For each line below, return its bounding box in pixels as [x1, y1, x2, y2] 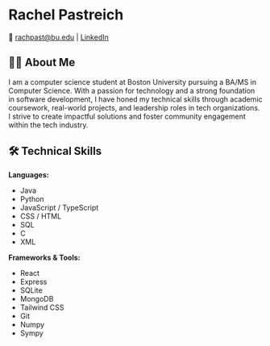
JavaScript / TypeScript [19, 202, 99, 212]
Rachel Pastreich [8, 6, 124, 24]
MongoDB [19, 294, 54, 303]
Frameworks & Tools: [8, 252, 81, 262]
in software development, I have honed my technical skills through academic [8, 94, 264, 104]
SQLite [19, 285, 43, 295]
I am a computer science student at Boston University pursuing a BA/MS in [8, 77, 257, 86]
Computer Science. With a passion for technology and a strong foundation [8, 85, 255, 95]
